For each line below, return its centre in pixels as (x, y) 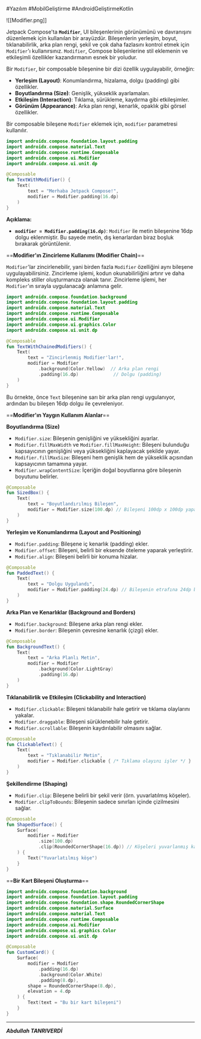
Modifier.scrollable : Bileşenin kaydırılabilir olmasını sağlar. (89, 728)
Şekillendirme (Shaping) (37, 783)
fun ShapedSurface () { (34, 825)
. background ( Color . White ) (70, 975)
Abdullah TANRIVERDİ (34, 1031)
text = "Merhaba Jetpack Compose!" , (73, 191)
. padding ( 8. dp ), (58, 980)
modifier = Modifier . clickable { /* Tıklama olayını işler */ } (109, 761)
